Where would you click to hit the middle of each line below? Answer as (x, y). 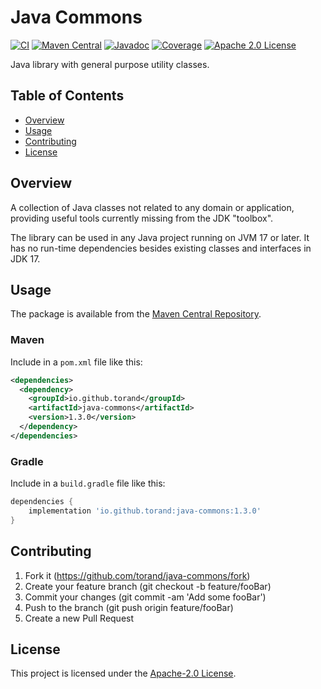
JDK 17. (25, 258)
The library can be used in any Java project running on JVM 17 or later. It (160, 237)
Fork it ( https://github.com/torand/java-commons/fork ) (137, 575)
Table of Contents (67, 96)
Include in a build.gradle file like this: (88, 483)
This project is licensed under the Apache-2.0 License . (123, 673)
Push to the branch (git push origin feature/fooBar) (129, 607)
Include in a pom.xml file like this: (76, 362)
